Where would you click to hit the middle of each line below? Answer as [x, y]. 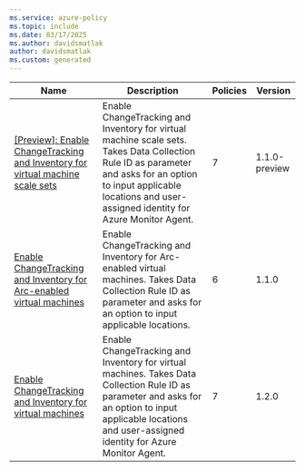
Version [274, 90]
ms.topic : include [44, 26]
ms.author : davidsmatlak [56, 43]
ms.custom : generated [50, 60]
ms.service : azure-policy [58, 18]
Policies [230, 90]
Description [152, 90]
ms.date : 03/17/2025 [49, 34]
